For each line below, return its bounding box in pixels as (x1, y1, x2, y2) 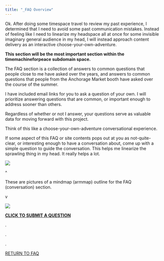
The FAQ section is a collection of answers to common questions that (5, 66, 145, 72)
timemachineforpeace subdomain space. (5, 56, 91, 62)
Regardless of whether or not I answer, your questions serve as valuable (5, 111, 151, 117)
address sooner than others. (5, 101, 62, 107)
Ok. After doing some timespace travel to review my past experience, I (5, 21, 147, 26)
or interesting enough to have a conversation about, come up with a (17, 140, 154, 146)
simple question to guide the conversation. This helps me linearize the (5, 145, 146, 151)
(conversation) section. (5, 184, 52, 190)
